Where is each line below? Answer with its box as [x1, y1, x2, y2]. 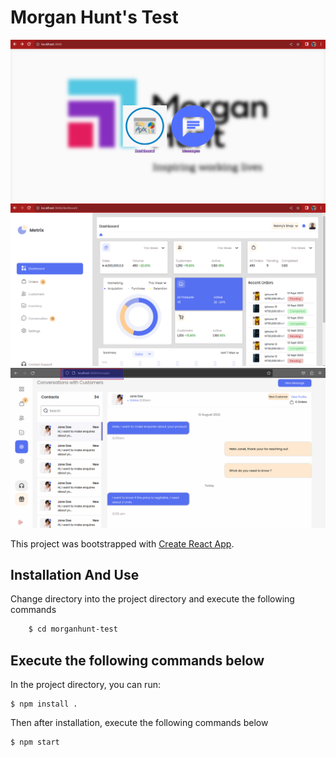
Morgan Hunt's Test [10, 6, 179, 29]
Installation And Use [10, 567, 140, 584]
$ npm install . [10, 699, 78, 710]
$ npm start [10, 737, 60, 748]
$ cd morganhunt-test [28, 624, 118, 635]
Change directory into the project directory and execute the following [10, 593, 295, 605]
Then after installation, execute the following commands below [10, 717, 269, 729]
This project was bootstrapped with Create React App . [10, 537, 235, 550]
